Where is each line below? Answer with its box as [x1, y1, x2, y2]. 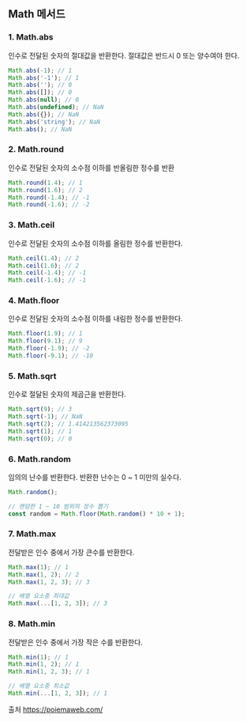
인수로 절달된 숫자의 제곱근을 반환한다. [8, 390, 126, 399]
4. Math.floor [8, 295, 60, 306]
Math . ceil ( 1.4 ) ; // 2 [8, 254, 80, 263]
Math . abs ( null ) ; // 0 [8, 96, 80, 104]
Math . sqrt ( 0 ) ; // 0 [8, 434, 73, 443]
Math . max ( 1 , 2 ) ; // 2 [8, 570, 80, 579]
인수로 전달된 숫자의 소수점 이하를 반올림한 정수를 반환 [8, 163, 175, 172]
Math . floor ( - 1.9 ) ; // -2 [8, 345, 90, 353]
